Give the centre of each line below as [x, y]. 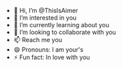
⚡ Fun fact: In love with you [52, 57]
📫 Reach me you [38, 40]
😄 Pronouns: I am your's [49, 50]
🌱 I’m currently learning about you [61, 25]
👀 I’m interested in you [45, 18]
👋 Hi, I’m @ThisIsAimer [46, 11]
